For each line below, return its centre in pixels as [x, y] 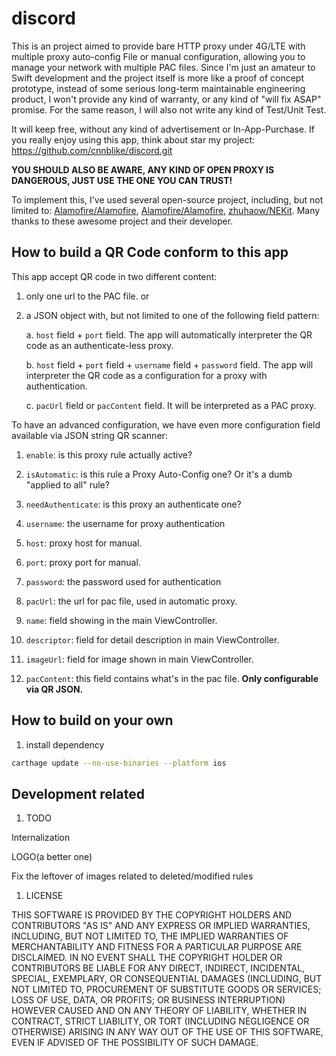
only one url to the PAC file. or [87, 296]
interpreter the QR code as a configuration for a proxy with [146, 375]
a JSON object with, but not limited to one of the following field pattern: [172, 315]
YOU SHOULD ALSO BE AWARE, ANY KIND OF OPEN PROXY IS [143, 169]
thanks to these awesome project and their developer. [122, 221]
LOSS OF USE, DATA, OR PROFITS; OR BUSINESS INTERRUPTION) [148, 1000]
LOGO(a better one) [52, 857]
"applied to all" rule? [67, 484]
